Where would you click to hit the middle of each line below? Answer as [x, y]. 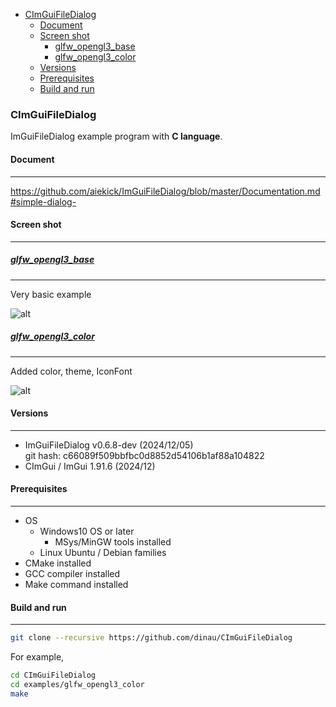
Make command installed [76, 585]
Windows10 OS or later [87, 531]
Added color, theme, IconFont [71, 371]
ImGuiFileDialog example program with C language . [116, 136]
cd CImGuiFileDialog [53, 675]
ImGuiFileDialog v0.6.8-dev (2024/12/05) [109, 445]
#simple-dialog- [43, 201]
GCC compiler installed [72, 574]
